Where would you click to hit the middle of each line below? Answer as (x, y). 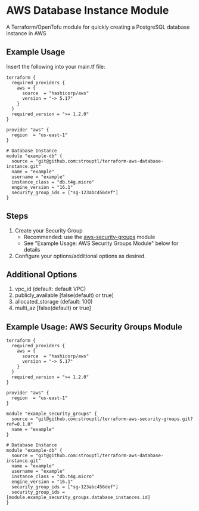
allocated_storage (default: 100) (54, 302)
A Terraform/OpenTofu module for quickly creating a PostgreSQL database (98, 27)
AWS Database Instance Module (88, 10)
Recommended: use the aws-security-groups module (89, 237)
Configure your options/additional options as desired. (80, 256)
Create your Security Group (49, 230)
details (32, 249)
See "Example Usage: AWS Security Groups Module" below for (101, 243)
